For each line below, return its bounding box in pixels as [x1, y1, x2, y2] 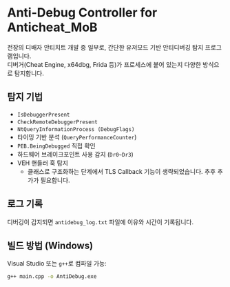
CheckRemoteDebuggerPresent [17, 119, 98, 126]
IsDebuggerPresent [17, 111, 70, 118]
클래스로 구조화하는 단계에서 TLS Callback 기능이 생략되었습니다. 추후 [27, 167, 216, 175]
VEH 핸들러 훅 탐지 [17, 159, 69, 167]
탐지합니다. [14, 69, 45, 77]
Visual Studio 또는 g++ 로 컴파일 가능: [7, 259, 107, 268]
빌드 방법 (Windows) [7, 239, 94, 251]
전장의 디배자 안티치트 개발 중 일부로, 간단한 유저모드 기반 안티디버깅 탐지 [7, 43, 204, 51]
